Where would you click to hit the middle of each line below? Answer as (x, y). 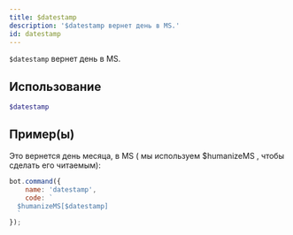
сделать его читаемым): (55, 165)
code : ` (39, 198)
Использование (55, 86)
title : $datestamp (43, 17)
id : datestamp (35, 34)
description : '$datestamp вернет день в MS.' (94, 26)
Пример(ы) (42, 135)
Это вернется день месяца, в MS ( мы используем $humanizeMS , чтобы (147, 155)
